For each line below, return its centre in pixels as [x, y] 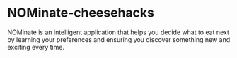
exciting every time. [36, 47]
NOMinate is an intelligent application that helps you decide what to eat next [118, 32]
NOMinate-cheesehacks [81, 13]
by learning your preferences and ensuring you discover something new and [119, 39]
